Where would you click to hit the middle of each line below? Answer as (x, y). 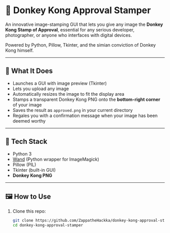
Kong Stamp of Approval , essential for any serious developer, (70, 29)
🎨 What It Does (29, 71)
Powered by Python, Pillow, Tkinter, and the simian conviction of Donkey (80, 45)
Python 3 (22, 153)
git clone (23, 221)
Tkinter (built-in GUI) (34, 170)
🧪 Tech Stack (26, 142)
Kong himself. (19, 50)
